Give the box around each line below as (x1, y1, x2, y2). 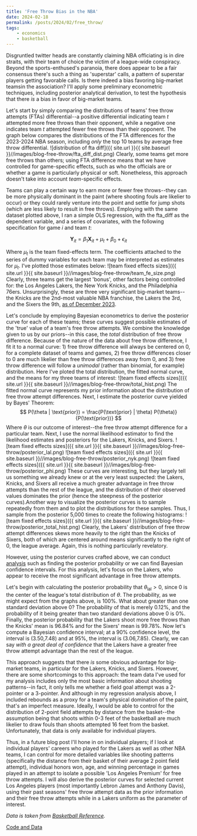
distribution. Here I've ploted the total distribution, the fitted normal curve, (6, 368, 185, 375)
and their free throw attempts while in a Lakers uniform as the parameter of (6, 795, 188, 802)
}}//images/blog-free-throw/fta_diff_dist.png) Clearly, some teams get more (6, 151, 189, 157)
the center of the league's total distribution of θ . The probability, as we (6, 592, 176, 599)
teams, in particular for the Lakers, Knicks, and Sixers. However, (24, 665, 179, 672)
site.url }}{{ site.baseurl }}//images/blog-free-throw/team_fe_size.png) (6, 270, 176, 277)
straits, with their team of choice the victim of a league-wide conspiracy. (6, 58, 181, 65)
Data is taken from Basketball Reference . (6, 813, 106, 820)
